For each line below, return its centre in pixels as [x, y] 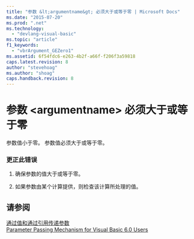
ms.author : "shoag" [31, 73]
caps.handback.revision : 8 [40, 78]
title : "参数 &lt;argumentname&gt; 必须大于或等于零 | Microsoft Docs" [93, 12]
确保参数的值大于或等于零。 [49, 174]
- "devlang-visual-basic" [44, 34]
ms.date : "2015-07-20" [35, 17]
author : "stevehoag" [32, 67]
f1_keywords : [23, 46]
